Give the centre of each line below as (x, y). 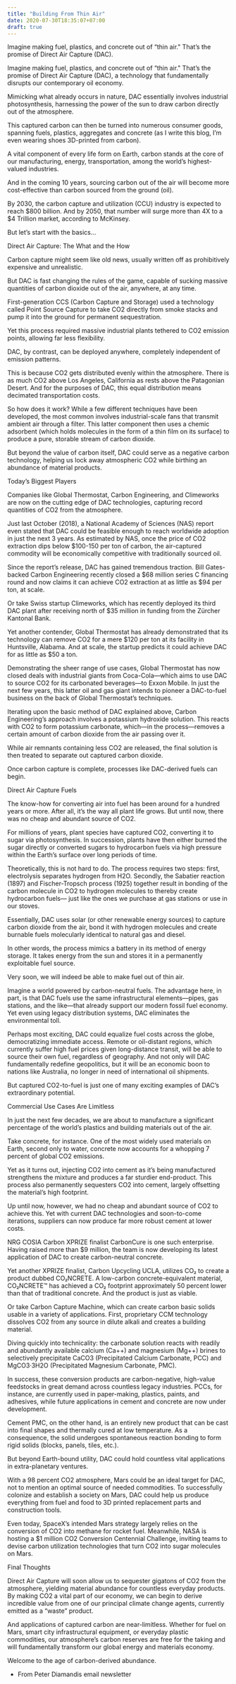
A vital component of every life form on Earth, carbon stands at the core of (116, 154)
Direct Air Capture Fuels (42, 790)
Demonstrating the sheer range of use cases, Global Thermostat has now (114, 668)
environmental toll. (34, 1021)
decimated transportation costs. (54, 395)
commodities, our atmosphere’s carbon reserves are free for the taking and (116, 1640)
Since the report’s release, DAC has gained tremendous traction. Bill (106, 567)
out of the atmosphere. (41, 112)
